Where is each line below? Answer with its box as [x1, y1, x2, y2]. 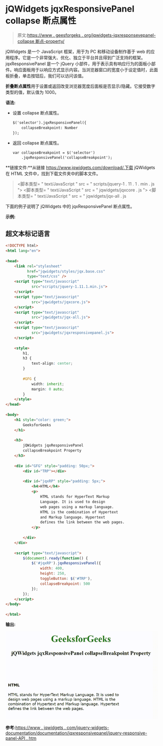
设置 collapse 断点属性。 [12, 110, 62, 116]
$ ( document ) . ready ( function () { [23, 556, 89, 560]
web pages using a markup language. [40, 504, 114, 509]
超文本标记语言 [5, 229, 50, 237]
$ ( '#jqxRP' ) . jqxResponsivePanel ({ [31, 561, 101, 566]
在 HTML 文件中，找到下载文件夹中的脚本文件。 [5, 171, 101, 177]
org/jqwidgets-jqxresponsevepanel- [84, 32, 156, 38]
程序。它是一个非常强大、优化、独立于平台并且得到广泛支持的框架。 [9, 54, 146, 60]
